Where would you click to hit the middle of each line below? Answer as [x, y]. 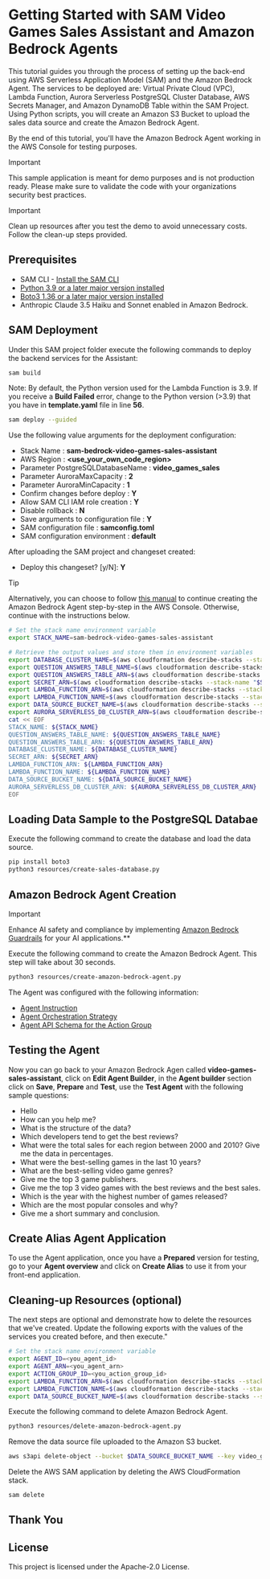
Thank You [36, 1520]
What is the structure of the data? [76, 1128]
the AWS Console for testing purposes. [73, 146]
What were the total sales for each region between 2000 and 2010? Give [140, 1145]
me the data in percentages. [67, 1153]
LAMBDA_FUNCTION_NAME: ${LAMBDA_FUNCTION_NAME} [90, 772]
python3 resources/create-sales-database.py [84, 870]
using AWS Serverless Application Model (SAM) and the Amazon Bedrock [130, 80]
